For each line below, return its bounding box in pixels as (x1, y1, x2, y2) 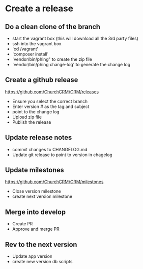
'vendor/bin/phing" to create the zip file (12, 56, 92, 62)
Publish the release (12, 119, 52, 125)
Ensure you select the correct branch (12, 98, 87, 104)
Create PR (12, 221, 33, 227)
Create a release (5, 3, 74, 14)
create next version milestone (12, 193, 73, 199)
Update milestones (5, 166, 64, 174)
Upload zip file (12, 114, 42, 120)
